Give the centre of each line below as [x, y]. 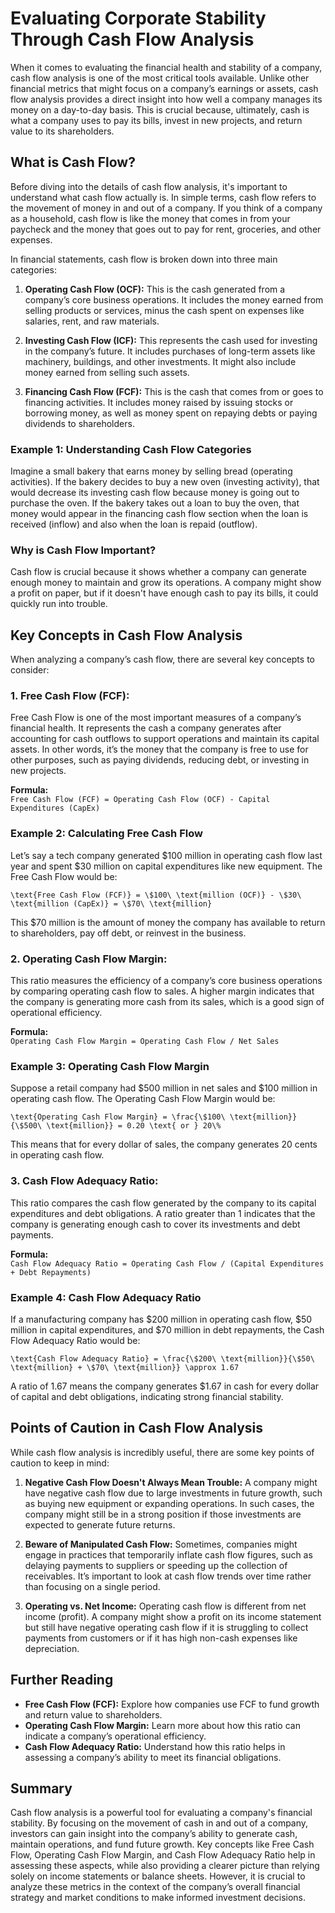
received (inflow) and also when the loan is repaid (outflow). [134, 524]
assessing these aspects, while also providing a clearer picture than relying [165, 1866]
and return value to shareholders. [93, 1714]
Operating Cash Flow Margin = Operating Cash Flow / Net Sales [145, 1042]
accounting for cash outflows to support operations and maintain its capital [165, 739]
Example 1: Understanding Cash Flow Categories [131, 449]
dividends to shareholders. [79, 423]
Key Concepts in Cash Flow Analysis [126, 635]
